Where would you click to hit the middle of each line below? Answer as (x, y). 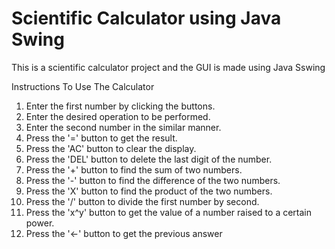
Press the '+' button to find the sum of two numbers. (134, 169)
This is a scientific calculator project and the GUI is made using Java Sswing (168, 67)
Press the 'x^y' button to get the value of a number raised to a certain (169, 212)
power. (40, 223)
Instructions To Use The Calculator (83, 86)
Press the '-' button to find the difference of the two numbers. (153, 180)
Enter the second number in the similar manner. (123, 127)
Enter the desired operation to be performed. (118, 116)
